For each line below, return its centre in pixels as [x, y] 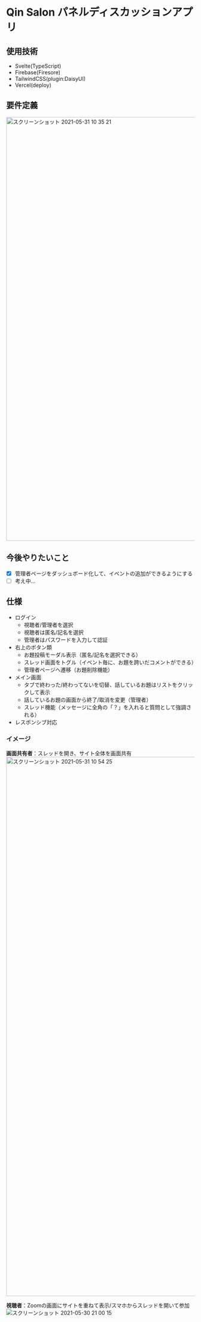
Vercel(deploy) [33, 85]
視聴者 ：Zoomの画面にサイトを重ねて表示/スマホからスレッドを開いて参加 [98, 1305]
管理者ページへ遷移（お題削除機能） [68, 669]
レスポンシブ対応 [36, 722]
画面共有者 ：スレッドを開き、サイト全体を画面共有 [69, 753]
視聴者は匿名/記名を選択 [54, 632]
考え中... [25, 581]
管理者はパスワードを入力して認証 [66, 639]
